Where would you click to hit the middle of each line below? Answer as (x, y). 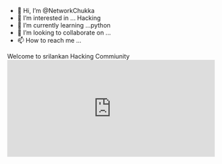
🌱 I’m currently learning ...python (64, 25)
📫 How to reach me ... (49, 40)
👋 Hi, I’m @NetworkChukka (56, 11)
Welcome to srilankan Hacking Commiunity (68, 56)
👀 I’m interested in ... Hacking (59, 18)
